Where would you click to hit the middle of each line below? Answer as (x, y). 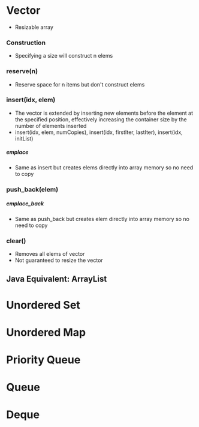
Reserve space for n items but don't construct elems (80, 84)
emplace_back (25, 204)
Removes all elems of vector (50, 253)
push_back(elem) (32, 189)
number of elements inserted (51, 126)
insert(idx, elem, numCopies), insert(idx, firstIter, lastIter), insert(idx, (99, 132)
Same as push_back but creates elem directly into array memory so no (102, 219)
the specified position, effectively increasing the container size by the (101, 119)
